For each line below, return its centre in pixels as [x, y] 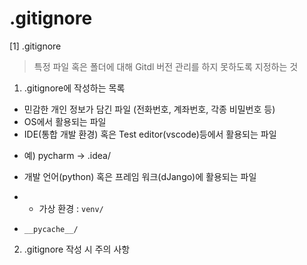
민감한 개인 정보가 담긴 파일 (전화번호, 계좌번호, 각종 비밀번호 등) [149, 109]
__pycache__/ [51, 229]
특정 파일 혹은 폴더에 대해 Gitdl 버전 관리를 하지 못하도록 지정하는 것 [166, 66]
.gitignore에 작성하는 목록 [74, 88]
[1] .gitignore [35, 46]
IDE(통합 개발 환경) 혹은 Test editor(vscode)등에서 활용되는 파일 [150, 134]
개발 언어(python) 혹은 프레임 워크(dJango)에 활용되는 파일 [140, 176]
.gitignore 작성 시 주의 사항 [77, 249]
